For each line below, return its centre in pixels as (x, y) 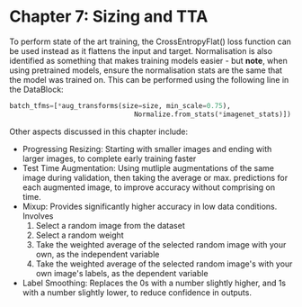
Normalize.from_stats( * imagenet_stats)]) (213, 114)
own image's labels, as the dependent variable (122, 273)
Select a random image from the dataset (111, 225)
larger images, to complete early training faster (109, 158)
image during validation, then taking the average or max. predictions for (155, 177)
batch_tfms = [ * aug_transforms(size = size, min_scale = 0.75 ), (120, 105)
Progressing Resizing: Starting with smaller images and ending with (147, 149)
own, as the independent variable (98, 254)
